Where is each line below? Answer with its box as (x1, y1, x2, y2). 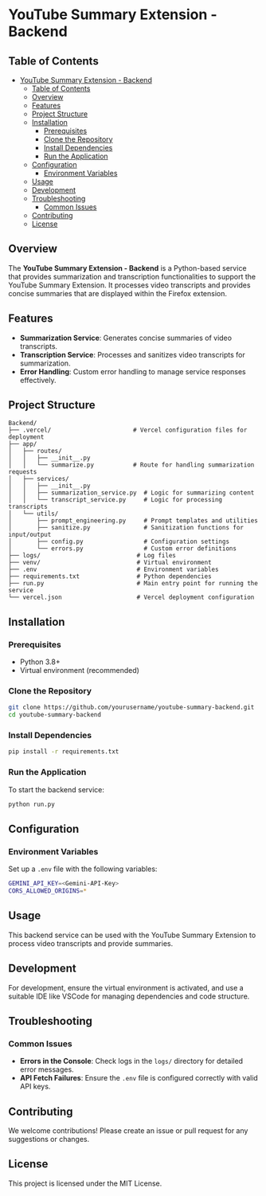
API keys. (19, 1081, 51, 1092)
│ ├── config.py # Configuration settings (8, 537, 229, 546)
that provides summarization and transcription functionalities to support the (8, 272, 256, 281)
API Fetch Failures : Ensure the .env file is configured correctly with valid (19, 1073, 259, 1083)
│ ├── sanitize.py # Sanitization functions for (8, 524, 244, 532)
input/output (8, 531, 52, 539)
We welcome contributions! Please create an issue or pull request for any (8, 1126, 248, 1135)
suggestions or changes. (8, 1135, 90, 1144)
